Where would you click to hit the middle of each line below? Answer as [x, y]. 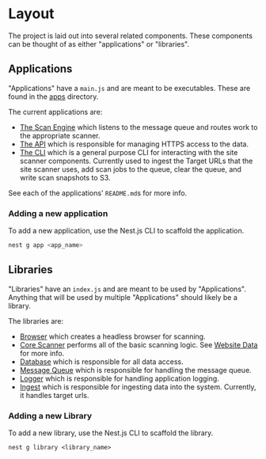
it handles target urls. [54, 395]
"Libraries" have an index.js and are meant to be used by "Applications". [127, 289]
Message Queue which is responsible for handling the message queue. [135, 370]
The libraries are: [36, 321]
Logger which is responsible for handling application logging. [119, 378]
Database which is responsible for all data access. [101, 362]
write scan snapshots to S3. [65, 177]
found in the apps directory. [53, 97]
